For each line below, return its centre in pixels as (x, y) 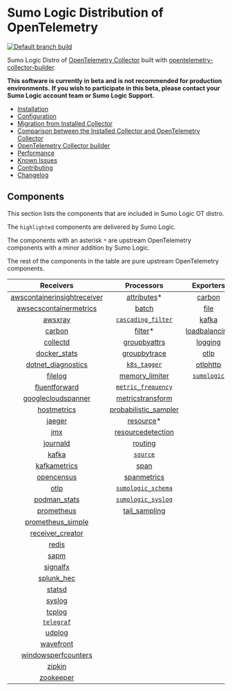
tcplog (57, 611)
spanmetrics (144, 477)
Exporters (209, 285)
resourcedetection (144, 432)
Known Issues (37, 160)
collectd (57, 342)
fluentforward (57, 387)
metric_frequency (144, 387)
